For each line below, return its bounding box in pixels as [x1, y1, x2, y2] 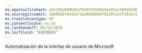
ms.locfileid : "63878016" [5, 30, 58, 35]
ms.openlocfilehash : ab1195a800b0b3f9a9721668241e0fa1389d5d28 [5, 7, 138, 12]
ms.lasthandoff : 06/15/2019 [5, 26, 63, 30]
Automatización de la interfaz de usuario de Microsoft [5, 44, 114, 49]
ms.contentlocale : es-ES [5, 21, 56, 26]
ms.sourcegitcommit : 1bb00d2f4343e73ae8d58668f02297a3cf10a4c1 [5, 12, 138, 17]
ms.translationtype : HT [5, 16, 54, 21]
